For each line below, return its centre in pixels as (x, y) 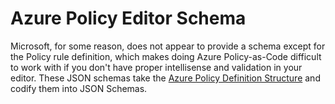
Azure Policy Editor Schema (128, 18)
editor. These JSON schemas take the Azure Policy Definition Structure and (165, 78)
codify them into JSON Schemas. (79, 88)
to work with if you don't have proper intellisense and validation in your (156, 67)
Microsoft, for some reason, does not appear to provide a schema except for (168, 46)
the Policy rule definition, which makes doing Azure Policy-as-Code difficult (166, 56)
